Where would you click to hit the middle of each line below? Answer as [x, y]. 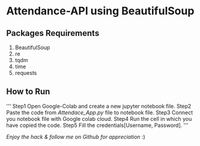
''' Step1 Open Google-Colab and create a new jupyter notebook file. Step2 [99, 106]
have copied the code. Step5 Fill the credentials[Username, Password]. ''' [97, 125]
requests [26, 73]
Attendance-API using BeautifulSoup [100, 11]
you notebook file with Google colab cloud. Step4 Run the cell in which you [99, 118]
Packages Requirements [53, 33]
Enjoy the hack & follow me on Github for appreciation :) [76, 136]
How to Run [28, 92]
